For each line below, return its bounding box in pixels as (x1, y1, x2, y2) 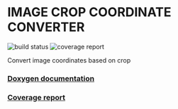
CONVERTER (7, 19, 85, 35)
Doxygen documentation (7, 73, 94, 83)
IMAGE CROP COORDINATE (7, 4, 172, 20)
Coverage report (7, 92, 66, 102)
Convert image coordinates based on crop (7, 56, 131, 64)
